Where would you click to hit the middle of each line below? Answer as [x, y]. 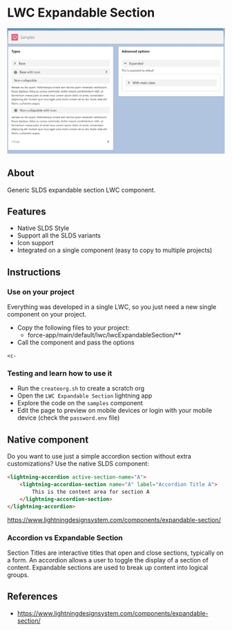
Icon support [35, 243]
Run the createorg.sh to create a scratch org [81, 389]
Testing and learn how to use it [60, 373]
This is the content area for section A [91, 492]
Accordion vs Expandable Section [65, 537]
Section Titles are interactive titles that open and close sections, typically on [116, 553]
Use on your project [41, 292]
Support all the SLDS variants [59, 235]
